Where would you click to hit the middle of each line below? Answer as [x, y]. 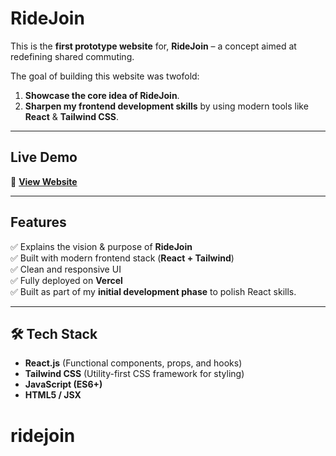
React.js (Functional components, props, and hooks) [133, 363]
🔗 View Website [44, 181]
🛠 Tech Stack [54, 333]
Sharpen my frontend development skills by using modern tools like [166, 106]
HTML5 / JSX [53, 395]
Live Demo [44, 157]
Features [38, 222]
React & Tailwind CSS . [72, 116]
